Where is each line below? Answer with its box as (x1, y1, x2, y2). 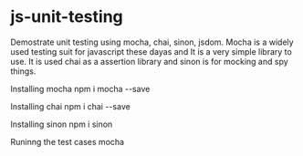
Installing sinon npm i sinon (10, 119, 113, 130)
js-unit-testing (10, 6, 124, 27)
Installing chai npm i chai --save (10, 100, 131, 111)
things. (10, 66, 37, 77)
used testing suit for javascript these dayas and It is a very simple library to (10, 46, 293, 57)
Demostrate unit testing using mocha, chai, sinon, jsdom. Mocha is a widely (10, 36, 295, 47)
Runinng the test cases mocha (10, 136, 125, 147)
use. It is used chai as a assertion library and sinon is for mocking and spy (10, 56, 288, 67)
